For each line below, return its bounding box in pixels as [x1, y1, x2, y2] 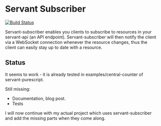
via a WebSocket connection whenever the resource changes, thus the [5, 39, 148, 45]
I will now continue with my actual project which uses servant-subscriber [5, 110, 152, 116]
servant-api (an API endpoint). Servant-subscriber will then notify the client [5, 34, 157, 40]
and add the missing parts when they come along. [5, 115, 106, 121]
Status [5, 58, 26, 67]
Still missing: [5, 86, 31, 92]
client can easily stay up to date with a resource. [5, 44, 102, 50]
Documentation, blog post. [12, 95, 66, 101]
